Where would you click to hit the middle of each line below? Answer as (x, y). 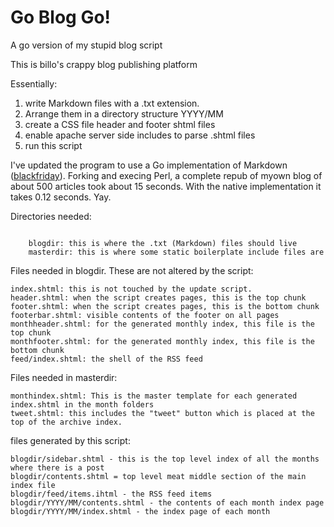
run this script (53, 145)
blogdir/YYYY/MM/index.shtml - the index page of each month (140, 511)
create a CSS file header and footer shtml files (120, 124)
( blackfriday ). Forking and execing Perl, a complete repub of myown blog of (166, 175)
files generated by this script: (70, 440)
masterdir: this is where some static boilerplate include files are (176, 252)
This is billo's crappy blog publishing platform (104, 64)
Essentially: (34, 83)
